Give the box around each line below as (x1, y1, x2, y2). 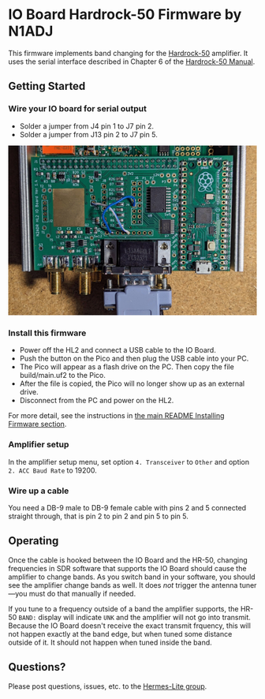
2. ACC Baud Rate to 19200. (8, 465, 97, 475)
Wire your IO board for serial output (8, 103, 147, 114)
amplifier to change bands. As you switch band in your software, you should (8, 572, 256, 581)
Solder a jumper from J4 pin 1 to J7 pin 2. (19, 121, 155, 131)
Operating (8, 534, 59, 548)
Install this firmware (8, 327, 87, 338)
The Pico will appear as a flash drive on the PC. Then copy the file (19, 362, 234, 372)
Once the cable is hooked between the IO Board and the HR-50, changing (8, 555, 248, 565)
